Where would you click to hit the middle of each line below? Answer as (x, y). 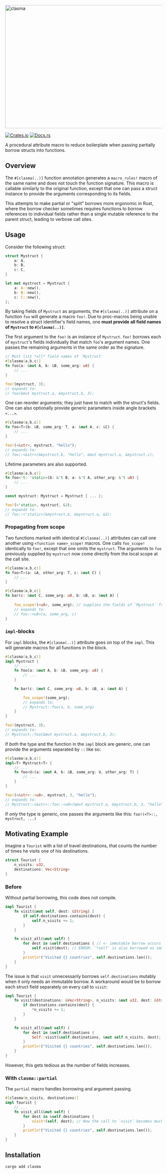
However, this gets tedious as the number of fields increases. (68, 1065)
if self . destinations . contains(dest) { (64, 916)
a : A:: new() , (28, 288)
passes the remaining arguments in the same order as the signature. (75, 347)
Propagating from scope (35, 527)
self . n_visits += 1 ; (53, 921)
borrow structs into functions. (36, 150)
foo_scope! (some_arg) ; (46, 698)
